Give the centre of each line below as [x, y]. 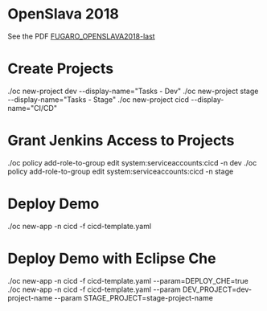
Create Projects [61, 69]
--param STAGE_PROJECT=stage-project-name [134, 297]
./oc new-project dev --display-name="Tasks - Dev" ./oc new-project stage [133, 91]
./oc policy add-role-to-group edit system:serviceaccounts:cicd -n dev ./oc [132, 162]
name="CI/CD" [33, 108]
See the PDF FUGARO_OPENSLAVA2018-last [81, 36]
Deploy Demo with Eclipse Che [112, 258]
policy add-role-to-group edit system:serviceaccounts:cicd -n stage [121, 171]
